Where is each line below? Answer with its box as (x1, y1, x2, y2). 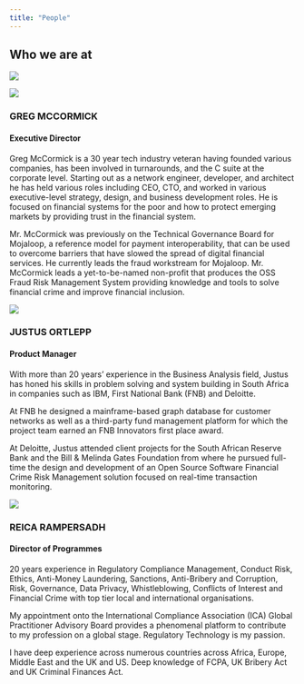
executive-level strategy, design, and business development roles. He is (9, 192, 279, 203)
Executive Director (9, 133, 82, 144)
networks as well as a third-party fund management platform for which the (9, 415, 289, 426)
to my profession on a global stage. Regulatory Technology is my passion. (9, 629, 286, 640)
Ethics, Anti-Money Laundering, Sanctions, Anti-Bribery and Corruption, (9, 573, 279, 584)
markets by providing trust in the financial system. (9, 211, 197, 222)
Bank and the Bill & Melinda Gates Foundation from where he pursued (9, 451, 270, 463)
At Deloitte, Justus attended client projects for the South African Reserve (9, 442, 282, 453)
